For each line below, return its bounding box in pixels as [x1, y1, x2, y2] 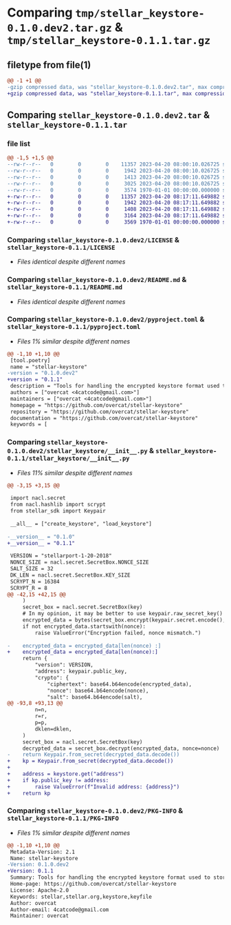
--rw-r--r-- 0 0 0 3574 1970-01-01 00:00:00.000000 [7, 186, 220, 194]
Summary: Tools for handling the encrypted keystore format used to [10, 874, 211, 881]
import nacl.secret [10, 495, 67, 501]
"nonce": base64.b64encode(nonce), [47, 687, 149, 694]
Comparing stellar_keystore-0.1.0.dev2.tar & [7, 109, 210, 121]
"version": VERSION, [34, 662, 94, 668]
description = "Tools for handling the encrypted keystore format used [10, 383, 220, 390]
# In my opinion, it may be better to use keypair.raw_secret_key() [22, 610, 223, 617]
